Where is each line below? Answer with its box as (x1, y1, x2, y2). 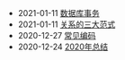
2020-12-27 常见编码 (17, 30, 96, 40)
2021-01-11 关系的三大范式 (17, 19, 116, 30)
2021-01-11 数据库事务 (17, 8, 101, 18)
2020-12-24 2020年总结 (17, 41, 109, 52)
